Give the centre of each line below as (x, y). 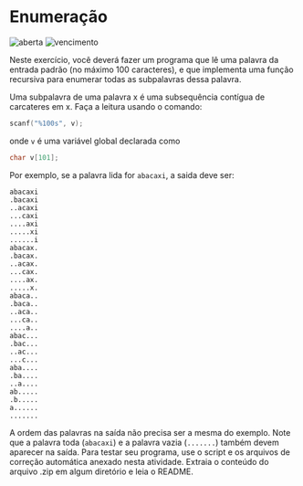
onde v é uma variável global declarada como (95, 141)
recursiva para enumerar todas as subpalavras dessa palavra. (125, 79)
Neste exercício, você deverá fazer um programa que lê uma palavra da (144, 59)
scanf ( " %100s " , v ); (47, 123)
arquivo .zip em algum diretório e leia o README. (101, 471)
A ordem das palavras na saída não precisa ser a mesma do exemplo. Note (150, 432)
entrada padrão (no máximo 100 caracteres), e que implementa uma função (151, 69)
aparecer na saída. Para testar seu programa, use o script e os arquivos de (150, 452)
